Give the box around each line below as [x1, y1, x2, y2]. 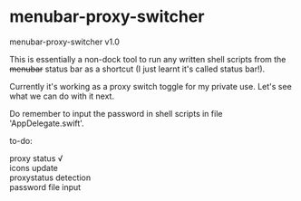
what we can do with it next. [9, 91, 115, 101]
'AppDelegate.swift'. [9, 118, 84, 129]
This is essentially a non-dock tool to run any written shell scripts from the [9, 53, 286, 64]
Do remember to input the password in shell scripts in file [9, 108, 223, 119]
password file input [9, 181, 82, 192]
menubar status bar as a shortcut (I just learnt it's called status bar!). [9, 63, 266, 74]
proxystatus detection [9, 172, 92, 183]
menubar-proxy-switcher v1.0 [9, 36, 121, 47]
